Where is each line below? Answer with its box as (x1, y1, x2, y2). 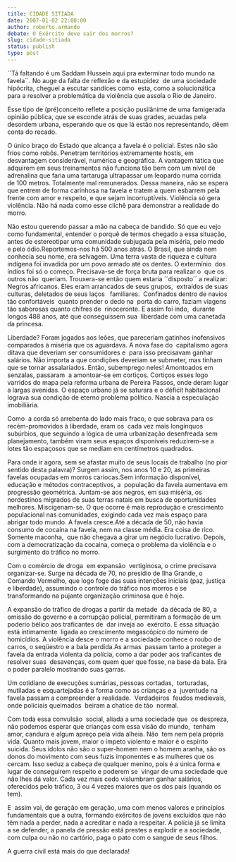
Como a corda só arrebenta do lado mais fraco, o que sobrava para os (7, 414, 213, 423)
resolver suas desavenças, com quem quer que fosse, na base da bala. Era (7, 657, 228, 666)
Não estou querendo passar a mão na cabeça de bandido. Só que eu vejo (7, 222, 221, 230)
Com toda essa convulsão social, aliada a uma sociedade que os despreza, (7, 715, 229, 723)
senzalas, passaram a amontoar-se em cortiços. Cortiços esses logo (7, 371, 209, 379)
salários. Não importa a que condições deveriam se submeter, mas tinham (7, 355, 223, 364)
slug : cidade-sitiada (7, 37, 71, 44)
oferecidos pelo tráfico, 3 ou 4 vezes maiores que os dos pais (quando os (7, 782, 222, 790)
